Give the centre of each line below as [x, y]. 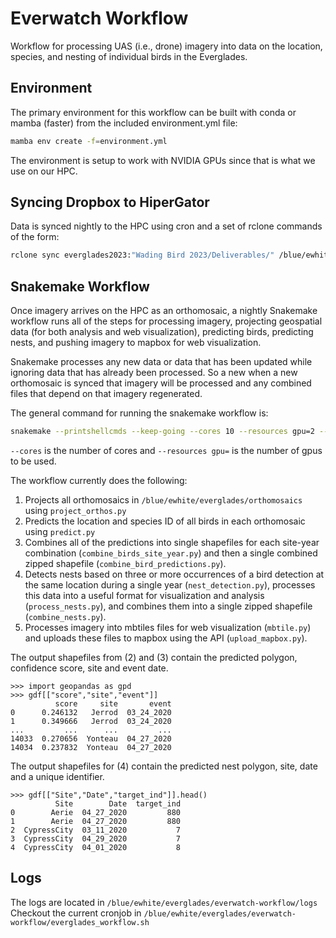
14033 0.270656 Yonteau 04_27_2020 [91, 739]
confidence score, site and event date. [89, 668]
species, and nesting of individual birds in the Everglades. [129, 56]
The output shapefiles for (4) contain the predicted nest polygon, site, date [164, 766]
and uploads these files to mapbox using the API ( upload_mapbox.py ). [166, 638]
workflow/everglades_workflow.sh [80, 922]
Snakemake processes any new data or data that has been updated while [161, 362]
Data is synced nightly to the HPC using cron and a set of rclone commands [166, 226]
